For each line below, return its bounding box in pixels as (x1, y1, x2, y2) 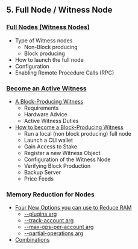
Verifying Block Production (24, 162, 91, 169)
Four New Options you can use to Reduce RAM (14, 204, 132, 211)
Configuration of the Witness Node (24, 156, 111, 163)
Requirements (24, 104, 59, 111)
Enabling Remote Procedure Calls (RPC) (14, 69, 114, 76)
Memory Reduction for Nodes (6, 190, 95, 199)
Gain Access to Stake (24, 142, 77, 150)
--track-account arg (24, 217, 74, 224)
